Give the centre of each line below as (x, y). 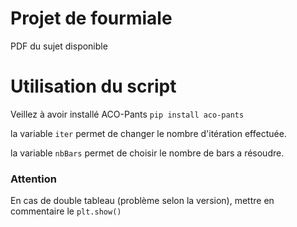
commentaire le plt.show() (66, 211)
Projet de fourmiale (91, 18)
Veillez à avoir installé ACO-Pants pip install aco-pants (127, 114)
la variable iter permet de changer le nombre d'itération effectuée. (148, 133)
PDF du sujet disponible (59, 46)
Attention (33, 179)
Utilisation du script (93, 86)
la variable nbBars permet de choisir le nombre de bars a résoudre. (147, 153)
